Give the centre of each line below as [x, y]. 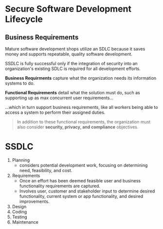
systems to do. [20, 83]
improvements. [34, 201]
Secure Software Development [68, 9]
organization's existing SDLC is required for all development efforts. [73, 69]
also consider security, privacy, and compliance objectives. [78, 127]
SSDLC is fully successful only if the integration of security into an [71, 63]
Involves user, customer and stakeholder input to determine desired [87, 191]
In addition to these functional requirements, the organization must [84, 122]
